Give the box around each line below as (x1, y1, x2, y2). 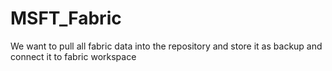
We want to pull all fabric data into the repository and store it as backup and (10, 40, 323, 52)
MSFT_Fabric (10, 7, 122, 30)
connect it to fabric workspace (10, 50, 137, 62)
